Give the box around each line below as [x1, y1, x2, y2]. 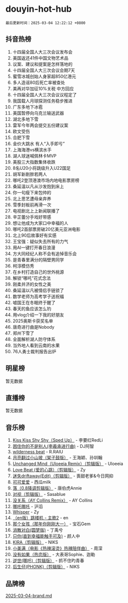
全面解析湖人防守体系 [12, 336, 55, 342]
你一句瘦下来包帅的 [12, 189, 52, 195]
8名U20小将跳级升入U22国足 [12, 165, 71, 171]
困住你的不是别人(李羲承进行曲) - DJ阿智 [12, 444, 94, 449]
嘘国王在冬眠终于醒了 [12, 299, 55, 305]
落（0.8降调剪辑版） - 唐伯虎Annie [12, 485, 82, 491]
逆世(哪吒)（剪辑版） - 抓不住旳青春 [12, 558, 85, 563]
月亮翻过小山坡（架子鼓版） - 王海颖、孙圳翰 [12, 455, 103, 461]
